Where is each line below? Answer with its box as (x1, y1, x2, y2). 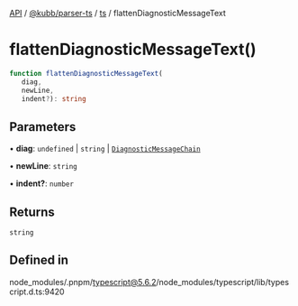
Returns (9, 204, 56, 219)
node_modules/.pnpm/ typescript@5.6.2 (9, 276, 157, 287)
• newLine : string (9, 161, 78, 172)
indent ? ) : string (21, 94, 87, 103)
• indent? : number (9, 178, 75, 189)
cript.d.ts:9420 (9, 286, 65, 297)
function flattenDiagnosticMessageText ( (9, 69, 164, 78)
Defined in (9, 253, 69, 268)
